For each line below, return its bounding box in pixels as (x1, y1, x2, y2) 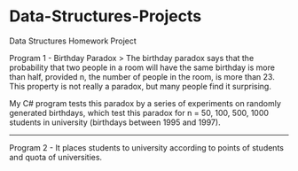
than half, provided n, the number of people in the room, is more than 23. (9, 71, 275, 82)
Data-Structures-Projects (9, 6, 202, 27)
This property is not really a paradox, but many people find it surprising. (9, 81, 272, 91)
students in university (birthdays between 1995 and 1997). (9, 117, 221, 128)
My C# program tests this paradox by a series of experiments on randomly (9, 97, 282, 108)
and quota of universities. (9, 152, 103, 162)
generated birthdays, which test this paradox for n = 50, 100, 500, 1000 (9, 107, 269, 118)
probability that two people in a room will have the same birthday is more (9, 62, 275, 73)
